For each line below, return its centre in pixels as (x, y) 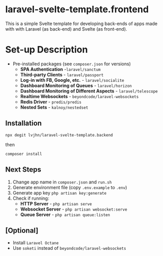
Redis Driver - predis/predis (51, 102)
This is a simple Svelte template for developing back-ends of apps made (81, 24)
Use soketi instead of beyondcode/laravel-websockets (69, 248)
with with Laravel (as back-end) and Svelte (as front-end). (66, 29)
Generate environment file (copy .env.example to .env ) (70, 187)
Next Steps (23, 170)
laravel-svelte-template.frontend (77, 9)
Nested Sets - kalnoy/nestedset (54, 107)
